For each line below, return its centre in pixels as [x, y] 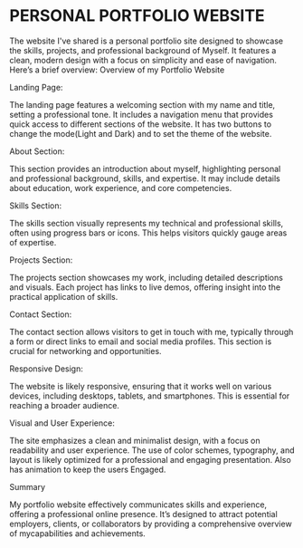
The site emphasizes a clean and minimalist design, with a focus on [135, 440]
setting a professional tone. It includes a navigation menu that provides [142, 114]
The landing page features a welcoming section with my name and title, [142, 104]
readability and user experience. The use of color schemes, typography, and [152, 450]
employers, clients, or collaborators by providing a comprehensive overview [151, 524]
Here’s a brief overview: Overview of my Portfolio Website [117, 70]
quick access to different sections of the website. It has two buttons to [141, 124]
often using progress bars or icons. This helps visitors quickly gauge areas [148, 233]
